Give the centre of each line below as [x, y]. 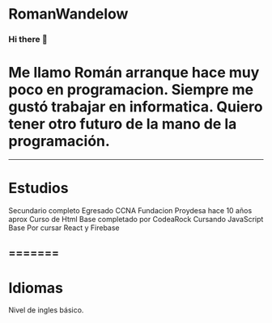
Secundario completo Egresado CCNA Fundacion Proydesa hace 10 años [130, 210]
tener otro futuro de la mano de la [123, 124]
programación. [59, 141]
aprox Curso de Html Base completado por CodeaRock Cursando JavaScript [136, 219]
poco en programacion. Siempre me [131, 90]
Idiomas [36, 288]
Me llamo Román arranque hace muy [134, 73]
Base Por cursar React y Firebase [64, 228]
